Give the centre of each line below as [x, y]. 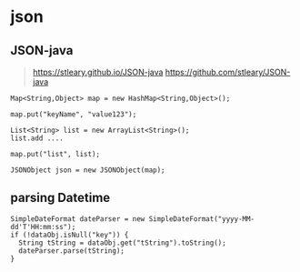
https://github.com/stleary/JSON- [228, 72]
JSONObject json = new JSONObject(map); [88, 170]
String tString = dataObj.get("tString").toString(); [122, 243]
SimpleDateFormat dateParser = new [78, 219]
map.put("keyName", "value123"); [74, 115]
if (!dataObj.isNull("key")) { [70, 235]
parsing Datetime [60, 198]
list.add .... [37, 138]
